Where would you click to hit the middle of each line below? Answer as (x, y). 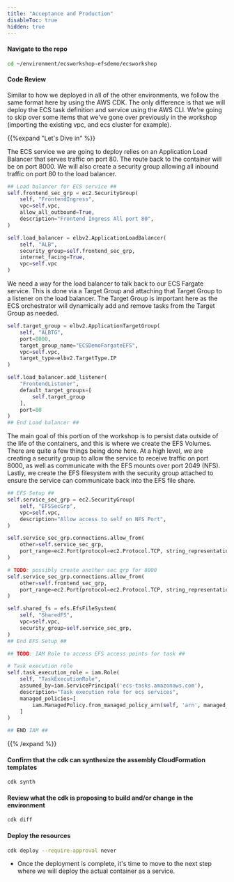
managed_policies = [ (48, 698)
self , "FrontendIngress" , (57, 199)
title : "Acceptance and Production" (60, 14)
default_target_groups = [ (56, 390)
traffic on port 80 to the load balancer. (62, 173)
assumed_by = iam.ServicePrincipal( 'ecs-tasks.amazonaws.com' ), (112, 686)
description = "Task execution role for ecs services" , (99, 692)
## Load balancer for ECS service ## (62, 186)
